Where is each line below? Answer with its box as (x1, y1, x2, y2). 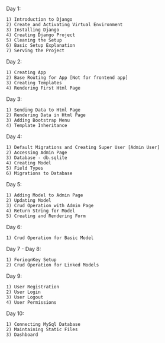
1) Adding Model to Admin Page (6, 192, 83, 198)
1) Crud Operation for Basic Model (6, 235, 94, 241)
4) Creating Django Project (6, 32, 76, 38)
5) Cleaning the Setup (6, 37, 62, 43)
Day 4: (6, 133, 22, 140)
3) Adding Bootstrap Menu (6, 117, 70, 123)
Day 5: (6, 181, 22, 188)
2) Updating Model (6, 198, 51, 204)
